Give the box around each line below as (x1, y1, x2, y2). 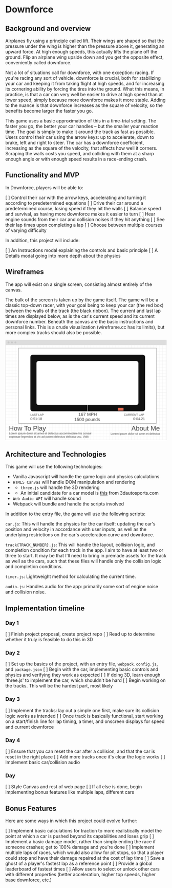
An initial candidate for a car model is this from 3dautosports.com (20, 490, 159, 496)
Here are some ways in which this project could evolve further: (5, 818, 138, 824)
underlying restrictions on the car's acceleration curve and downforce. (5, 532, 155, 538)
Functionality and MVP (5, 171, 80, 179)
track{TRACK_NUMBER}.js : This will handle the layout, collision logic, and (5, 541, 155, 548)
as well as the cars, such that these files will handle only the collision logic (5, 558, 162, 564)
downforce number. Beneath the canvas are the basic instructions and (5, 318, 154, 324)
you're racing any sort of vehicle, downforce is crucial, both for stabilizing (5, 75, 161, 81)
